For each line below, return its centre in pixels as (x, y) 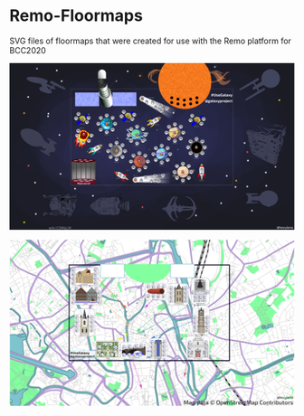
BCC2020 (28, 50)
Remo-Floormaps (76, 16)
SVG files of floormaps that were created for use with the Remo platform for (151, 41)
